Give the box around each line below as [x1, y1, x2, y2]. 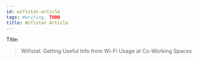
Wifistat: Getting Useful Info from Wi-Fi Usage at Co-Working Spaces [20, 48, 192, 55]
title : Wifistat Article [6, 20, 68, 26]
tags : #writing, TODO [6, 14, 61, 20]
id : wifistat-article [6, 8, 61, 15]
